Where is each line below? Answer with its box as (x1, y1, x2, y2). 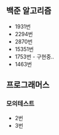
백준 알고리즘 (6, 5, 52, 16)
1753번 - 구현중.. (14, 53, 55, 60)
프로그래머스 (6, 80, 49, 90)
